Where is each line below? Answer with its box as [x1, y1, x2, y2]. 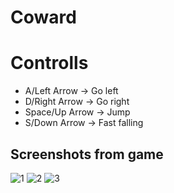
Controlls [10, 52, 89, 75]
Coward [10, 6, 77, 29]
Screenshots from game [10, 146, 164, 163]
